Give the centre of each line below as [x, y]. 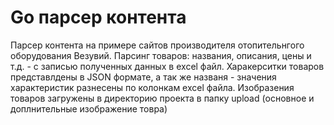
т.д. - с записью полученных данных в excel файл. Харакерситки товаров [167, 66]
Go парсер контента [98, 17]
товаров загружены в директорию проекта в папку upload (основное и [162, 98]
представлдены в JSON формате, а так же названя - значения [143, 77]
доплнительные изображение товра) [89, 108]
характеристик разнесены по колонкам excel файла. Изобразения [152, 87]
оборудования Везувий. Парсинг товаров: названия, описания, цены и [161, 55]
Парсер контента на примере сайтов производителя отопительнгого [157, 45]
